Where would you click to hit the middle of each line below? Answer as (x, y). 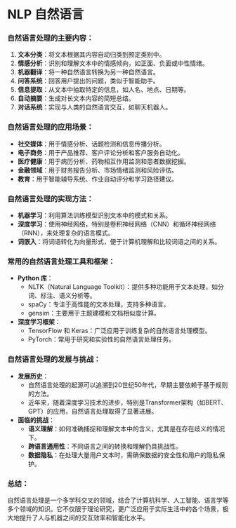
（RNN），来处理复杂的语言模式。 (66, 233)
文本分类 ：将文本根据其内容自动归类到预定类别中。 (91, 55)
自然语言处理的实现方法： (51, 198)
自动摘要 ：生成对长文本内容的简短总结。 (76, 98)
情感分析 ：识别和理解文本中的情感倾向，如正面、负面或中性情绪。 (113, 63)
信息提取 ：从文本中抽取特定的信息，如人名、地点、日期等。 (104, 90)
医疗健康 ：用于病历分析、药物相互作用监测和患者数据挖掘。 (104, 161)
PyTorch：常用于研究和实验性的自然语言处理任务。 (101, 339)
